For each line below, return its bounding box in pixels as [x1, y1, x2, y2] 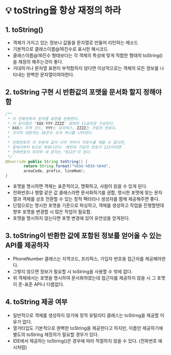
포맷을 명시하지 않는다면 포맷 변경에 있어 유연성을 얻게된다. [12, 215, 130, 221]
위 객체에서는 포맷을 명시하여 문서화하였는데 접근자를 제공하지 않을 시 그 [12, 275, 156, 281]
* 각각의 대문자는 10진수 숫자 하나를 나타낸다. [7, 130, 93, 136]
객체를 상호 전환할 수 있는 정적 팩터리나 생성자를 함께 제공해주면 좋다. [22, 196, 160, 202]
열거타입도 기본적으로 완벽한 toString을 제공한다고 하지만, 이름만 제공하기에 [12, 325, 163, 331]
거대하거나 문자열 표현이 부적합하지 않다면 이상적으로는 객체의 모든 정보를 [12, 65, 159, 71]
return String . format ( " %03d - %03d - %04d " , [23, 164, 111, 169]
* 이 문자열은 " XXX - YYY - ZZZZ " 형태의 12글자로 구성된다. [7, 121, 115, 126]
